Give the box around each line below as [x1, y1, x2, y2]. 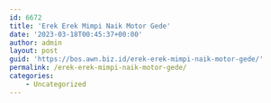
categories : [9, 72, 54, 81]
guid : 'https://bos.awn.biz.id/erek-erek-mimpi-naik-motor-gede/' [9, 55, 264, 64]
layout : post [9, 47, 59, 56]
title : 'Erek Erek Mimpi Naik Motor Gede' [9, 21, 171, 30]
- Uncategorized [25, 80, 87, 89]
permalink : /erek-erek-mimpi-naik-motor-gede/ [9, 64, 187, 73]
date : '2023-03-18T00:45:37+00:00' [9, 30, 143, 39]
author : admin [9, 38, 63, 47]
